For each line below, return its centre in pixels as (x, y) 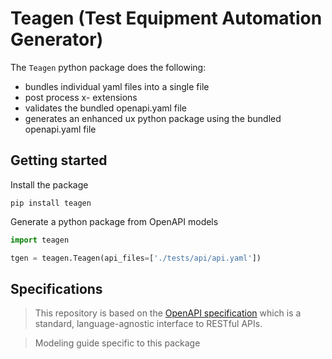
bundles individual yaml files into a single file (117, 86)
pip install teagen (51, 203)
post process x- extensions (81, 97)
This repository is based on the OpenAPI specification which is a (168, 313)
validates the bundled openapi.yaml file (105, 108)
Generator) (57, 39)
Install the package (49, 184)
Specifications (56, 288)
